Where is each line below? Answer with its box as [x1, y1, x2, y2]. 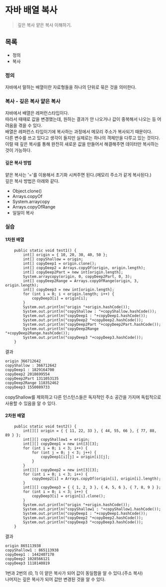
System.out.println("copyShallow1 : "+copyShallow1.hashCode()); [23, 506, 162, 511]
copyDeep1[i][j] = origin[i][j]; [40, 454, 110, 459]
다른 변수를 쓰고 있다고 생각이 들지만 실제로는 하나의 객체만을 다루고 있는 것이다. [5, 135, 161, 141]
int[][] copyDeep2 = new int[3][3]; [23, 467, 99, 473]
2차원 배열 [5, 412, 25, 418]
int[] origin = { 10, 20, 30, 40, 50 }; [23, 252, 108, 257]
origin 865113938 [5, 543, 41, 548]
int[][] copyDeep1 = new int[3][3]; [23, 441, 99, 446]
